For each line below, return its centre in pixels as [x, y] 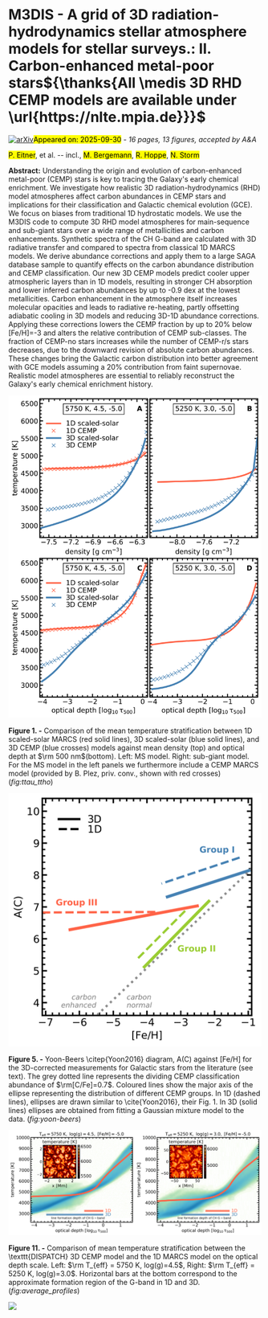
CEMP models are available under [122, 100]
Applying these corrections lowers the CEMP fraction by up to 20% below [130, 324]
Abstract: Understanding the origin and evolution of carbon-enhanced [125, 170]
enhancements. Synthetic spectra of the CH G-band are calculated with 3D [132, 239]
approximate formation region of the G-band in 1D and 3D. [104, 1282]
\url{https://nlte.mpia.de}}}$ [107, 117]
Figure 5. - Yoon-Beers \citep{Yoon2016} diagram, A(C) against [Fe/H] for [130, 1059]
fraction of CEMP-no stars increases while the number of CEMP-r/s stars [128, 341]
